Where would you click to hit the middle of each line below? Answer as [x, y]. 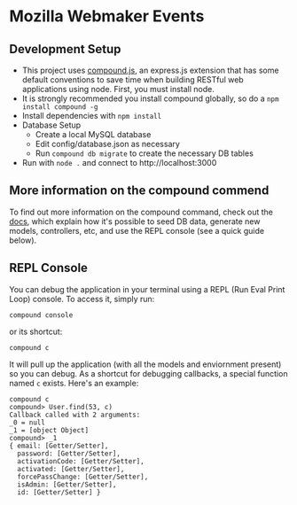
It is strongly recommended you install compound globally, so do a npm [150, 98]
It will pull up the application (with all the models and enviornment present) [145, 364]
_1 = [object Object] [49, 430]
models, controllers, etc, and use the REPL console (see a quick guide [137, 230]
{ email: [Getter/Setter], [59, 446]
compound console [41, 315]
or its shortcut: [36, 331]
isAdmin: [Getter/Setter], [67, 485]
